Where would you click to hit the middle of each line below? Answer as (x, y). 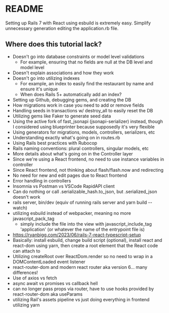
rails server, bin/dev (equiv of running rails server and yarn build (80, 202)
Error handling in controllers (42, 180)
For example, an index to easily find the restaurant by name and (87, 83)
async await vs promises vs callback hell (55, 283)
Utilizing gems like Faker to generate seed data (62, 116)
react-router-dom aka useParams (47, 294)
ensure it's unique (39, 89)
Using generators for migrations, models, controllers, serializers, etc (84, 132)
